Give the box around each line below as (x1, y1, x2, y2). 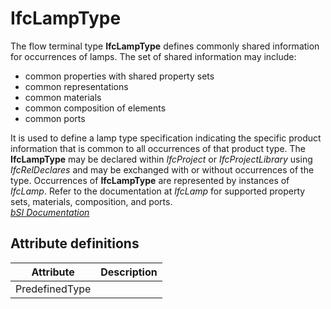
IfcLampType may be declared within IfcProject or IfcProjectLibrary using (10, 153, 313, 165)
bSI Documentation (10, 206, 90, 218)
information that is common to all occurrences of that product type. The (10, 142, 306, 154)
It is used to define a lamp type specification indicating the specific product (10, 132, 322, 144)
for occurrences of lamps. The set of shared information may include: (10, 50, 297, 62)
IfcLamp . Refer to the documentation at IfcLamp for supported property (10, 185, 306, 197)
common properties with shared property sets (24, 70, 215, 82)
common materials (24, 91, 102, 103)
